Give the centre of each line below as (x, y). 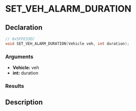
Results (15, 86)
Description (24, 102)
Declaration (24, 27)
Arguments (19, 57)
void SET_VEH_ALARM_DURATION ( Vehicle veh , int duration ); (67, 43)
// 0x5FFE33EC (20, 39)
